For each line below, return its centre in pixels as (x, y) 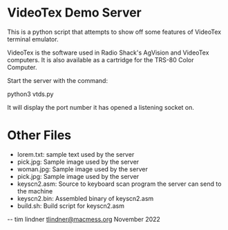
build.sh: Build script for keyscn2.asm (70, 206)
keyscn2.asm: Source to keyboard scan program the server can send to (119, 184)
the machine (35, 191)
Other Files (39, 135)
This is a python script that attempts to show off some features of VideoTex (114, 32)
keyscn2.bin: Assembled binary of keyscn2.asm (85, 198)
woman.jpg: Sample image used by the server (83, 169)
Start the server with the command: (58, 80)
